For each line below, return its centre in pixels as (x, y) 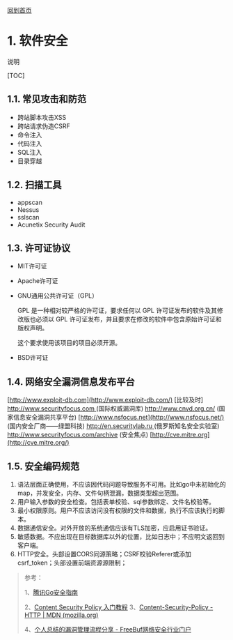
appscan (30, 202)
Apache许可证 (38, 281)
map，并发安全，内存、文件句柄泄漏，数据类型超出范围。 (100, 493)
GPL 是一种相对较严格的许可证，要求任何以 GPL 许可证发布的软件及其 (117, 311)
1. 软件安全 (38, 41)
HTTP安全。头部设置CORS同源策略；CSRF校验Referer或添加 (104, 554)
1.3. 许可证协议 (39, 248)
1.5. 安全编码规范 (43, 466)
